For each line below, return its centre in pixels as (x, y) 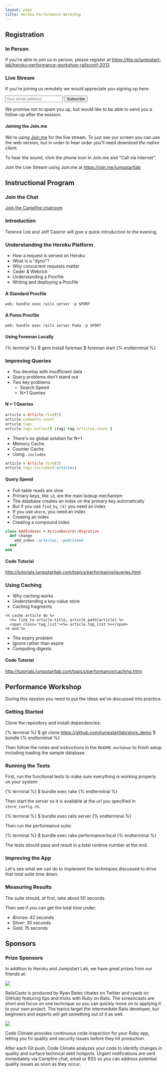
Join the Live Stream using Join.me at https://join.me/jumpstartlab (73, 167)
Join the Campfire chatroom (34, 208)
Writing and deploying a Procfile (45, 282)
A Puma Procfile (22, 315)
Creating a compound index (41, 522)
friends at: (16, 974)
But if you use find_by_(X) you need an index (59, 506)
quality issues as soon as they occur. (43, 1064)
